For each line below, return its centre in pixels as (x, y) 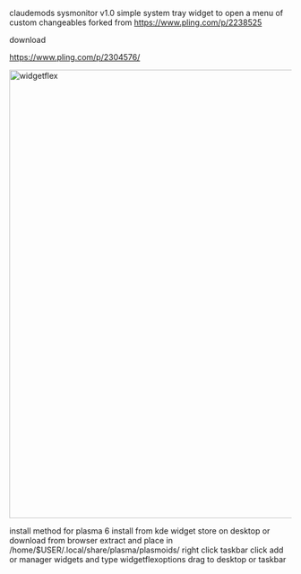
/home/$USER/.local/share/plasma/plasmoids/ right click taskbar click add (146, 550)
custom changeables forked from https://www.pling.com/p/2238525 (136, 22)
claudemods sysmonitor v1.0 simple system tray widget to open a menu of (146, 13)
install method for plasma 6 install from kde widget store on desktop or (140, 531)
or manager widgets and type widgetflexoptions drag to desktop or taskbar (148, 559)
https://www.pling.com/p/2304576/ (75, 57)
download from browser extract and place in (91, 540)
